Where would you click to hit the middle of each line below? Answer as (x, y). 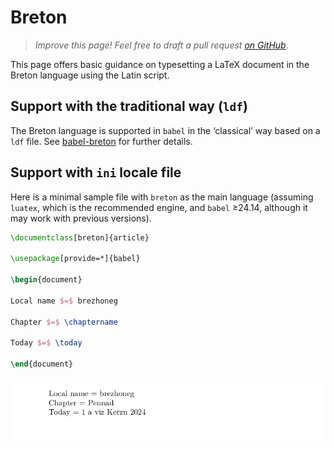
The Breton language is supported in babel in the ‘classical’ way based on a (165, 130)
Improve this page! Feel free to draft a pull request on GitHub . (161, 45)
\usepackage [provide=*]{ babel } (75, 259)
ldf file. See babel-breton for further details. (101, 141)
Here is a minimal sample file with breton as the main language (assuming (162, 197)
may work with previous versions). (81, 218)
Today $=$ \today (46, 343)
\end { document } (42, 364)
